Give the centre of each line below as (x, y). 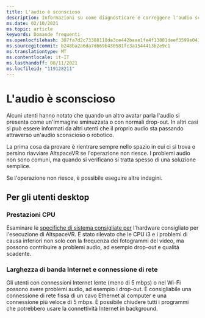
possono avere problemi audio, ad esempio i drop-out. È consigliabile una (99, 289)
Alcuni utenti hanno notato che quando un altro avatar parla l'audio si (93, 116)
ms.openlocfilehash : (33, 40)
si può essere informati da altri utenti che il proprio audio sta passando (95, 129)
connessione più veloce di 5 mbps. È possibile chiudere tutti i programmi (98, 302)
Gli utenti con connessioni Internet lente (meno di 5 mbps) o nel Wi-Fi (94, 283)
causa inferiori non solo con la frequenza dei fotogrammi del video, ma (95, 241)
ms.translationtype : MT (37, 52)
